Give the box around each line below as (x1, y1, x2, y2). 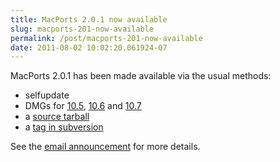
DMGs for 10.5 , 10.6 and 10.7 (24, 100, 142, 112)
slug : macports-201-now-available (10, 24, 155, 34)
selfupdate (24, 89, 70, 101)
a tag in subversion (24, 121, 104, 133)
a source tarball (24, 111, 90, 123)
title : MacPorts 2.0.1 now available (10, 14, 168, 25)
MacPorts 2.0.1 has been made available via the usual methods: (10, 70, 272, 82)
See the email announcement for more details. (10, 141, 201, 153)
